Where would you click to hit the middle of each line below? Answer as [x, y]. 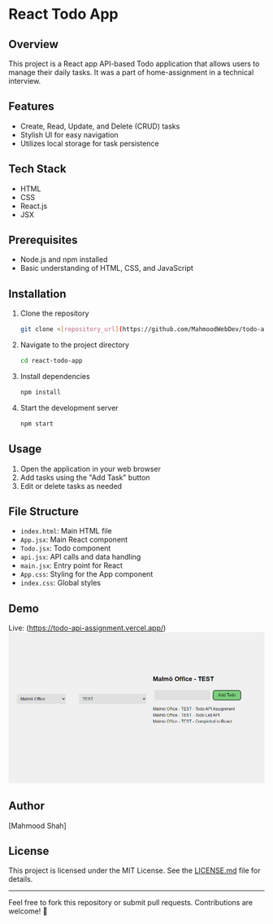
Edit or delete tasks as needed [71, 486]
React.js [34, 206]
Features [31, 107]
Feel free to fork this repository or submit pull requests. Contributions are [131, 903]
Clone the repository [54, 313]
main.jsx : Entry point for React [71, 565]
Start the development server [69, 408]
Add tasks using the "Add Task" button [85, 477]
